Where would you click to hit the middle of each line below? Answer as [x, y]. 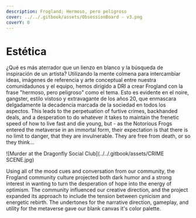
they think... [20, 142]
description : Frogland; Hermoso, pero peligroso [66, 11]
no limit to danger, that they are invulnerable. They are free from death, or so [98, 136]
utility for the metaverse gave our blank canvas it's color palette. [84, 209]
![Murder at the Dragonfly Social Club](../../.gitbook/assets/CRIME [85, 154]
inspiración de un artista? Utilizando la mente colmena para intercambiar [93, 74]
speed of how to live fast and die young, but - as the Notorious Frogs [89, 124]
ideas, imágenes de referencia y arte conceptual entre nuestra [81, 80]
